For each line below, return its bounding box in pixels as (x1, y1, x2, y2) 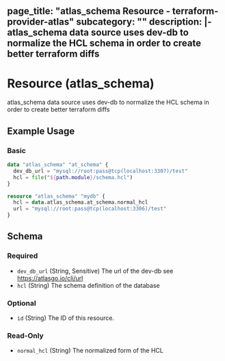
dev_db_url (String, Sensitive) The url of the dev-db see (16, 267, 174, 275)
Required (7, 251, 38, 260)
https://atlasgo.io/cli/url (16, 273, 83, 282)
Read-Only (7, 331, 44, 340)
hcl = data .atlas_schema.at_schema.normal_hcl (13, 199, 148, 206)
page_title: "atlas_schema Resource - (7, 5, 171, 17)
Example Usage (7, 125, 75, 137)
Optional (7, 298, 36, 308)
